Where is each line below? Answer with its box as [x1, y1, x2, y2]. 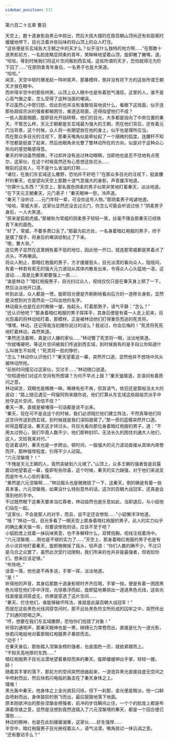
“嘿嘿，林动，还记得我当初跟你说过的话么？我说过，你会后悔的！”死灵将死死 [5, 322, 163, 328]
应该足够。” [22, 555, 45, 561]
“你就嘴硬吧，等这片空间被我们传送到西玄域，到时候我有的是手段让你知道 [5, 341, 157, 347]
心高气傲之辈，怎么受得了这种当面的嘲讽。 [5, 95, 94, 101]
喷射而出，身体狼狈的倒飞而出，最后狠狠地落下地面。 [9, 694, 120, 700]
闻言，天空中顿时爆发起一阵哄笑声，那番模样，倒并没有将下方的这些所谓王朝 [5, 77, 164, 83]
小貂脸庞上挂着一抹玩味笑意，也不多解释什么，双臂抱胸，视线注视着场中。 [5, 530, 159, 536]
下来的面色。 [9, 221, 36, 227]
